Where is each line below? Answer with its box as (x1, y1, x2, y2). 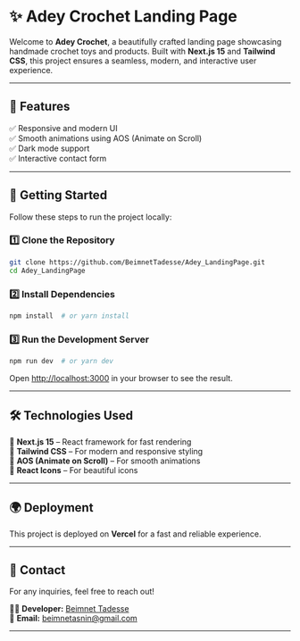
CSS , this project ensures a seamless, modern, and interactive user (9, 55, 257, 66)
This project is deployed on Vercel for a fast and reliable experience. (9, 529, 262, 539)
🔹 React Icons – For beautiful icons (9, 464, 138, 475)
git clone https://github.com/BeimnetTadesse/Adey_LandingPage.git (9, 257, 266, 267)
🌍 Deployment (9, 500, 94, 515)
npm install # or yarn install (9, 311, 129, 320)
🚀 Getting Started (9, 187, 108, 203)
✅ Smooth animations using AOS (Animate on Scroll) (9, 132, 203, 144)
